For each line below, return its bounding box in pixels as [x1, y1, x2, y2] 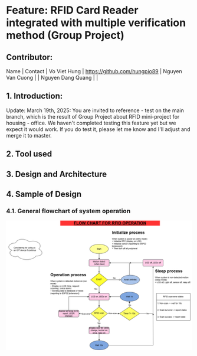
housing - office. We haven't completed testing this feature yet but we [6, 119, 176, 126]
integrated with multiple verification [6, 16, 186, 30]
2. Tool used [6, 149, 52, 159]
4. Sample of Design [6, 189, 82, 199]
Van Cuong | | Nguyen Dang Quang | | [6, 74, 98, 81]
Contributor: [6, 52, 53, 62]
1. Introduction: [6, 91, 63, 101]
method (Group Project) [6, 29, 125, 42]
